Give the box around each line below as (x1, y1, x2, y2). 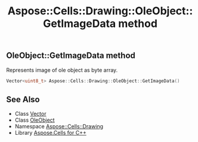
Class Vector (14, 110, 47, 118)
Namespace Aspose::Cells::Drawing (14, 123, 103, 130)
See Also (6, 94, 40, 104)
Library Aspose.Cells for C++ (14, 129, 86, 137)
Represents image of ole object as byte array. (6, 66, 118, 73)
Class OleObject (14, 116, 55, 124)
